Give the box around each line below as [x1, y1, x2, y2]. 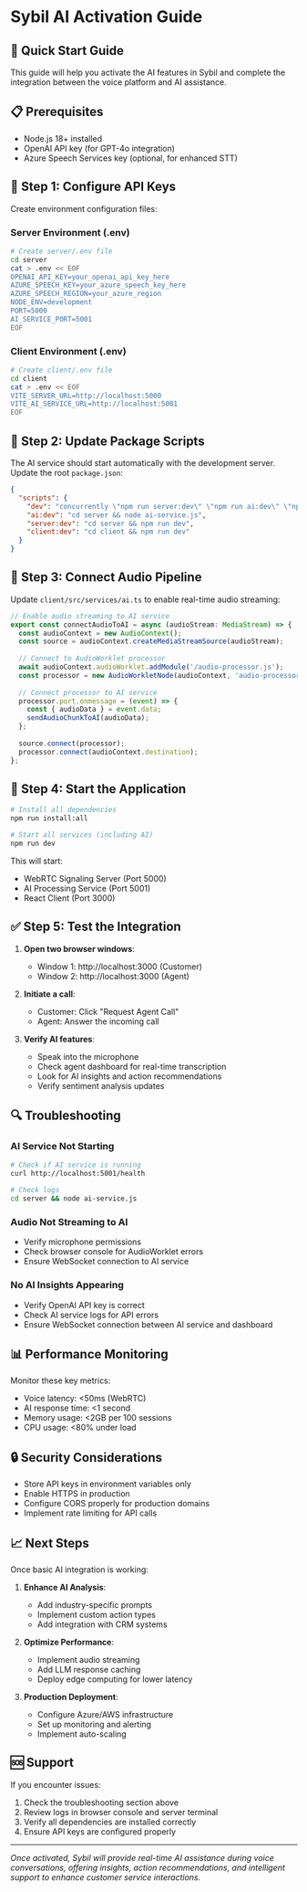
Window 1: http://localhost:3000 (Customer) [36, 961, 203, 972]
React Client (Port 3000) [23, 893, 116, 904]
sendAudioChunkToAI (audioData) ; [26, 713, 149, 723]
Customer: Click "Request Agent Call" [36, 1006, 179, 1017]
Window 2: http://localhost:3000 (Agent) [36, 970, 190, 981]
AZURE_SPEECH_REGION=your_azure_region [10, 290, 162, 299]
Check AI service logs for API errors [23, 1309, 159, 1320]
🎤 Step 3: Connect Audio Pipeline [10, 569, 202, 586]
